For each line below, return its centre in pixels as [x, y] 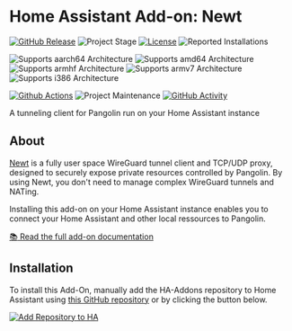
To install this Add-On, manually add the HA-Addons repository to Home [143, 290]
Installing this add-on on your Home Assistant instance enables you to [139, 209]
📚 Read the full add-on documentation [82, 237]
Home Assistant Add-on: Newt [126, 17]
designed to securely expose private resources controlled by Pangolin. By [146, 172]
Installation [41, 268]
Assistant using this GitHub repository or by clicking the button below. [138, 300]
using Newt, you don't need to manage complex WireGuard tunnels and [142, 182]
